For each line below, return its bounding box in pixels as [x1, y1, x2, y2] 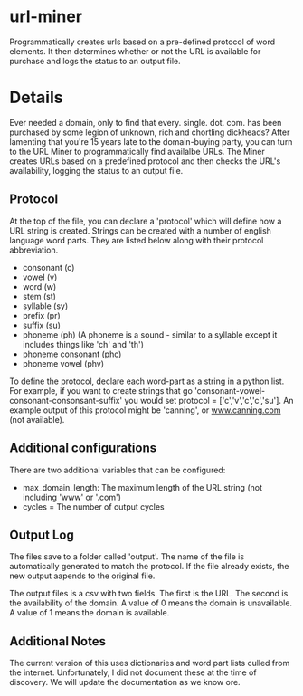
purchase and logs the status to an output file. [9, 55, 181, 66]
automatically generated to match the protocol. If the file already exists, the [9, 561, 289, 572]
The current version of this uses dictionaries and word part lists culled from [9, 658, 290, 669]
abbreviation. [9, 244, 59, 255]
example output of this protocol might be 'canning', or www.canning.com [9, 405, 281, 415]
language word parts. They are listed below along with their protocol [9, 234, 264, 245]
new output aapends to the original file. [9, 570, 156, 581]
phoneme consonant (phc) [22, 348, 122, 359]
